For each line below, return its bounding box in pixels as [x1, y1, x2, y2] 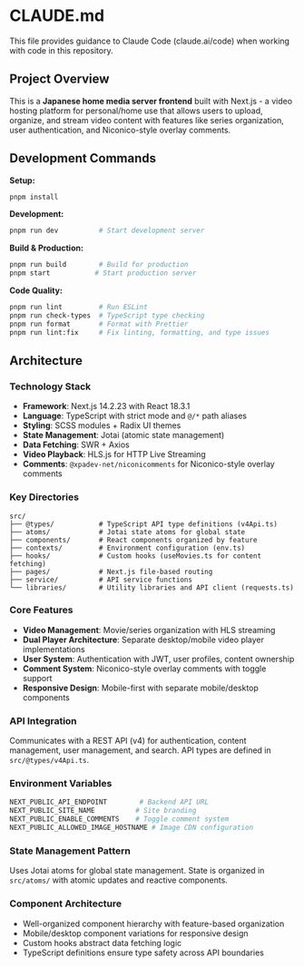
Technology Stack [9, 380, 92, 393]
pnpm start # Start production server [9, 269, 197, 278]
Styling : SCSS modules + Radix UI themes [22, 420, 181, 431]
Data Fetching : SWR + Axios [22, 439, 130, 450]
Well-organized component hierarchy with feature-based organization [22, 918, 285, 929]
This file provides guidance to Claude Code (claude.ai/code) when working [9, 35, 290, 46]
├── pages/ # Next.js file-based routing [9, 567, 213, 576]
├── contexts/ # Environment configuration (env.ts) [9, 543, 246, 552]
